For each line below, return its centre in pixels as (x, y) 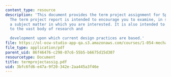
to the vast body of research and (46, 29)
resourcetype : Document (31, 57)
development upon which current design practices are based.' (77, 38)
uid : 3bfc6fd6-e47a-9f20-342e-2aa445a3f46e (52, 67)
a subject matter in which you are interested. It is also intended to (88, 24)
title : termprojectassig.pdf (36, 62)
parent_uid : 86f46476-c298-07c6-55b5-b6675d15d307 (60, 52)
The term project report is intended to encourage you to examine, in (86, 19)
